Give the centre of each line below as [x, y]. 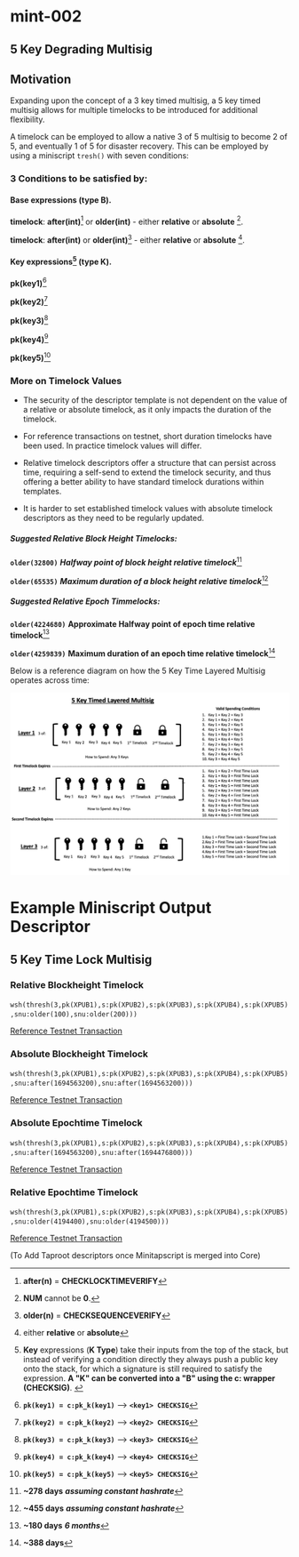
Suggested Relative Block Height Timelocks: [94, 538]
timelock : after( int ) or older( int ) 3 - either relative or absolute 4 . [127, 239]
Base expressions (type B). [61, 200]
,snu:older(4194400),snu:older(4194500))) [90, 1221]
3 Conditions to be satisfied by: [79, 179]
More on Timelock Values [66, 381]
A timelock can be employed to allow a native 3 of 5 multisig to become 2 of [149, 137]
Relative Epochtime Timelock [74, 1192]
